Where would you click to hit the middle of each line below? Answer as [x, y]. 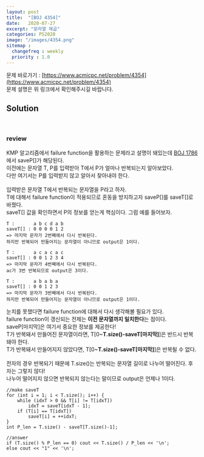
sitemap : [19, 46]
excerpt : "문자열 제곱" [33, 29]
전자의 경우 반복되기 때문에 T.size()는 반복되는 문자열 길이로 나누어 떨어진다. [97, 363]
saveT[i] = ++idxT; [53, 416]
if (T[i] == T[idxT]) [44, 411]
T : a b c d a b [35, 224]
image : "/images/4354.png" [40, 40]
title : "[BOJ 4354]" [34, 18]
